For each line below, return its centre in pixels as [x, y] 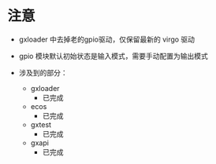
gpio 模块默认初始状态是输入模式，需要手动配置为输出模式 [113, 56]
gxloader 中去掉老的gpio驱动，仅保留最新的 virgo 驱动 [106, 39]
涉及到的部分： [43, 72]
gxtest [41, 124]
